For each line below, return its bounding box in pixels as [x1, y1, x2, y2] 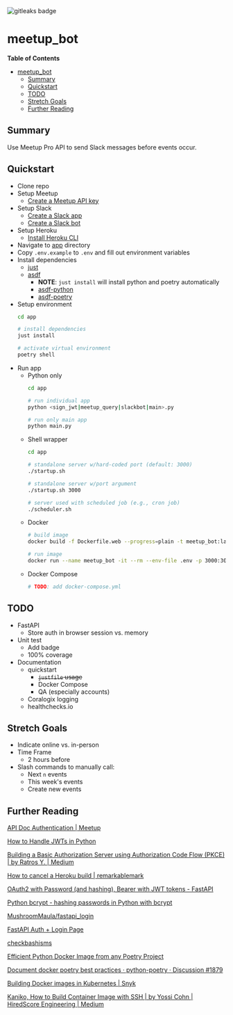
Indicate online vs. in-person [17, 740, 99, 749]
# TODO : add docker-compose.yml [27, 583, 121, 590]
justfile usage [37, 672, 83, 681]
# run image [27, 551, 62, 558]
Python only [27, 371, 62, 380]
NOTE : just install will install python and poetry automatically [37, 277, 220, 286]
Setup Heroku [17, 226, 58, 234]
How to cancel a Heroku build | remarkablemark [7, 872, 144, 880]
